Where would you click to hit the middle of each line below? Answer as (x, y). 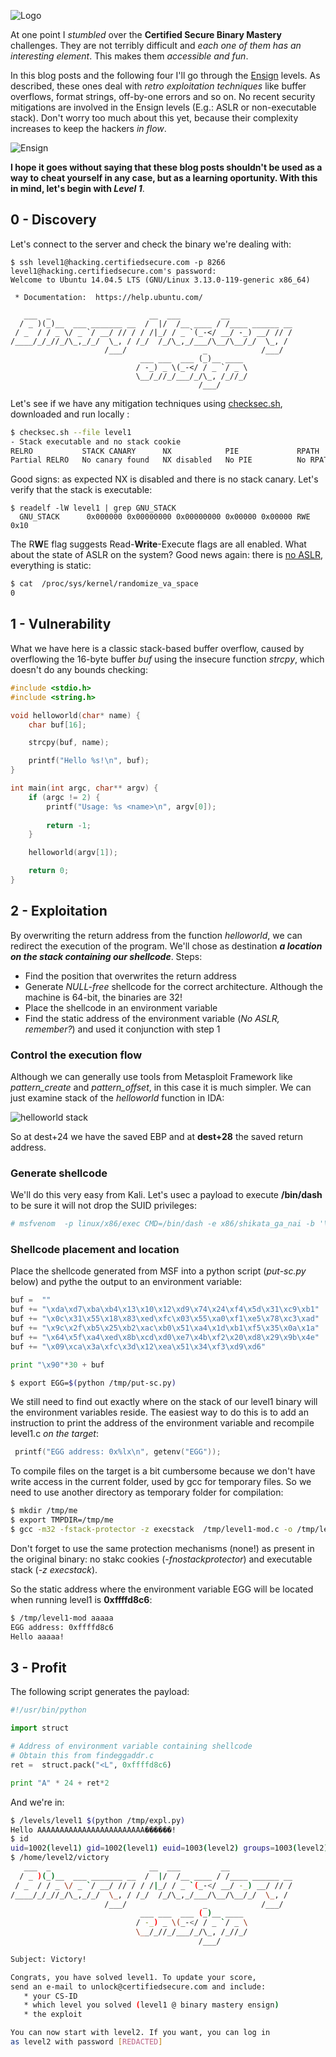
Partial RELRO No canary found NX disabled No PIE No (158, 460)
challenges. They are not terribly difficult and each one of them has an (156, 45)
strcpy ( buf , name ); (69, 743)
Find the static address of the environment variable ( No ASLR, (152, 1018)
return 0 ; (49, 871)
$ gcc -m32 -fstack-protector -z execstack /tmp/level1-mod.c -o (151, 1530)
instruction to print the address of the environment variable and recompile (162, 1423)
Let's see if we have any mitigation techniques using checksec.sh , (146, 403)
